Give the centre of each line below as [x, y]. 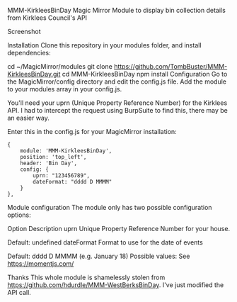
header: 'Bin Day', [49, 163]
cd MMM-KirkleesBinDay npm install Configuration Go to [145, 74]
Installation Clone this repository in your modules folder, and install [104, 45]
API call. [19, 292]
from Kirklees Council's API [47, 18]
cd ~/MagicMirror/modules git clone [60, 66]
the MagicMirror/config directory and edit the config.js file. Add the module [117, 82]
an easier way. [28, 118]
